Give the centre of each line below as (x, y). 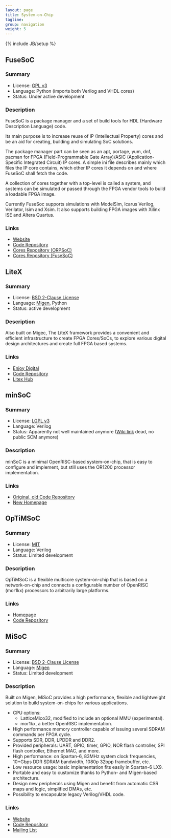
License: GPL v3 (30, 86)
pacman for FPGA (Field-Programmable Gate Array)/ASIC (66, 157)
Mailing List (25, 830)
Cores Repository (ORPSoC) (42, 250)
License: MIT (26, 544)
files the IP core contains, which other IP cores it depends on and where (81, 168)
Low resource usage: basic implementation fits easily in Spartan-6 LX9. (88, 767)
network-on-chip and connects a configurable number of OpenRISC (77, 585)
